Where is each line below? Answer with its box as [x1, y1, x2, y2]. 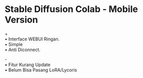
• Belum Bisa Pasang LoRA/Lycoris [5, 66, 78, 73]
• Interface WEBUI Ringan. [5, 36, 60, 42]
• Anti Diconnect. [5, 46, 41, 52]
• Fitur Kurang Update [5, 61, 51, 67]
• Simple [5, 41, 23, 47]
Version [5, 14, 38, 25]
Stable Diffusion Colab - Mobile [5, 3, 138, 15]
